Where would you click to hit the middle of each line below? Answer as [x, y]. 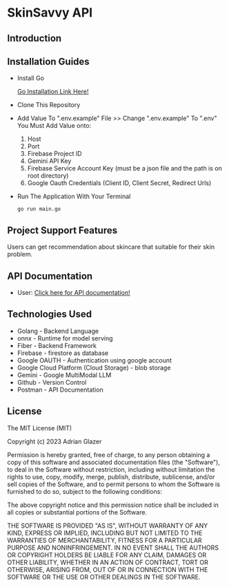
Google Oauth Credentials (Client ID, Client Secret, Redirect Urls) [119, 183]
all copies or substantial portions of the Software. [77, 512]
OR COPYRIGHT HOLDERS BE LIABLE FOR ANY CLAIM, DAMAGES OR [107, 555]
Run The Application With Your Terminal [74, 196]
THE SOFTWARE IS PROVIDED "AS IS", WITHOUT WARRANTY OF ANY [108, 526]
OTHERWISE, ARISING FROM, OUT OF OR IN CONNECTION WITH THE [108, 569]
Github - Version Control [52, 382]
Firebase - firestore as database [63, 353]
